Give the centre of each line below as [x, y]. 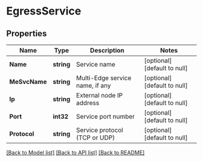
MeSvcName [28, 82]
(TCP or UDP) [96, 138]
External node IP [99, 95]
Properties [27, 34]
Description [107, 50]
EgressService [44, 11]
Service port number [105, 116]
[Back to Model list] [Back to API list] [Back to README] [76, 153]
